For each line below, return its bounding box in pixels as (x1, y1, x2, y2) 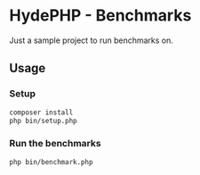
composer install (9, 108, 74, 117)
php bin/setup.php (9, 116, 77, 125)
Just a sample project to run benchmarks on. (9, 35, 173, 46)
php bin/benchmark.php (9, 157, 93, 166)
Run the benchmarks (9, 137, 101, 150)
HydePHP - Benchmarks (9, 5, 192, 26)
